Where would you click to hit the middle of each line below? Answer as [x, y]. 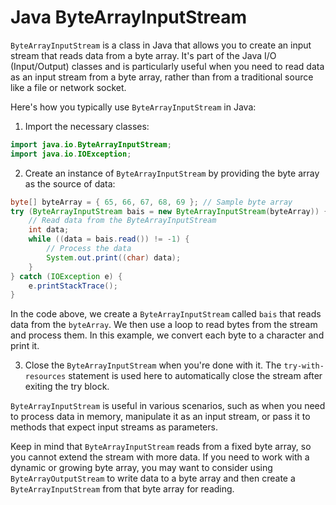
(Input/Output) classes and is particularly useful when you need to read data [167, 66]
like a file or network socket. [68, 87]
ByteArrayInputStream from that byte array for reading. [122, 489]
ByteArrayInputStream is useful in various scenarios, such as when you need [168, 406]
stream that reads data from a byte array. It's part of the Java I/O [143, 55]
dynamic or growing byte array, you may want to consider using [141, 468]
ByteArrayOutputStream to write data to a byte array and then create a [153, 478]
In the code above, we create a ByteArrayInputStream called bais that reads [166, 314]
